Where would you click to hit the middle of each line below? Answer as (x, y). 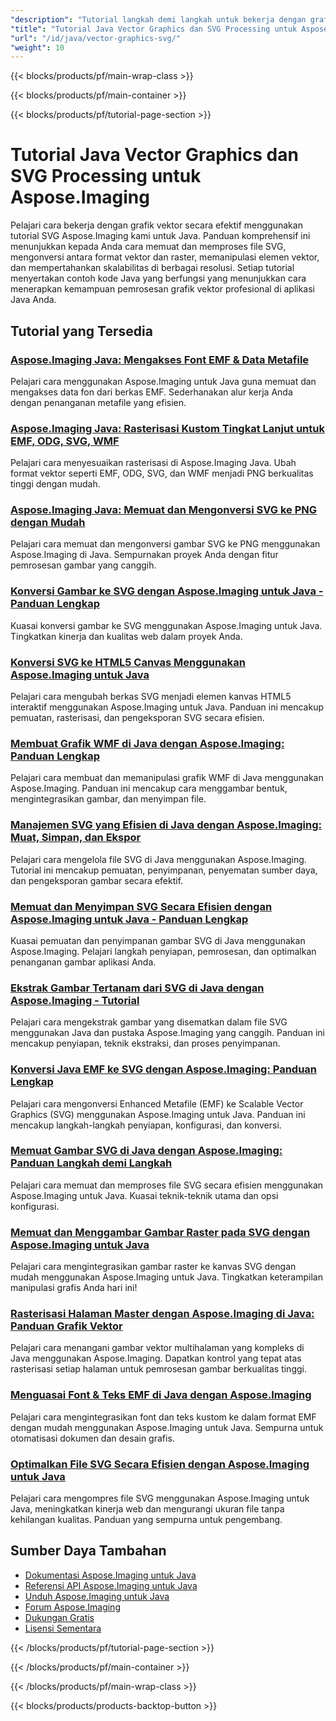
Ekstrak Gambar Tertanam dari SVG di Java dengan (137, 988)
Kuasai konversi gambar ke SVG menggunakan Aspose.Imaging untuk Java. (166, 625)
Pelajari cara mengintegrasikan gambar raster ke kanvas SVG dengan (153, 1267)
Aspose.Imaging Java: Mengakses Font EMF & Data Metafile (160, 359)
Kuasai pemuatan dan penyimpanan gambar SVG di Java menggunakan (158, 940)
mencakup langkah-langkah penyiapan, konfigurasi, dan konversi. (146, 1125)
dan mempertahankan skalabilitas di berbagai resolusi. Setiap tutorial (152, 268)
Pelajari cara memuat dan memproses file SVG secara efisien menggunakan (167, 1185)
